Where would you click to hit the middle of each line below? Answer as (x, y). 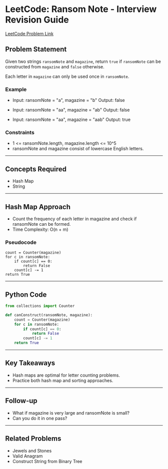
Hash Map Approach (38, 207)
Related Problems (33, 439)
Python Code (26, 294)
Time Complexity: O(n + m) (40, 229)
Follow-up (21, 401)
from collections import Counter (40, 306)
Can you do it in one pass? (40, 418)
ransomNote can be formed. (41, 224)
